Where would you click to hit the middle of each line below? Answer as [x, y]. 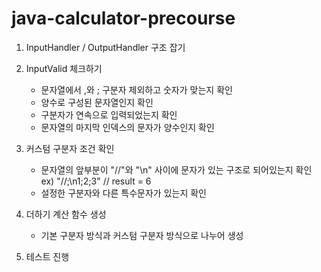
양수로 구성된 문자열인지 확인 [97, 102]
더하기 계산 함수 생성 [66, 214]
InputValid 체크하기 [64, 68]
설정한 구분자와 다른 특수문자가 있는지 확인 [124, 193]
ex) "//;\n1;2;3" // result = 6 [96, 181]
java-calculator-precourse [123, 18]
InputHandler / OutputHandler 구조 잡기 [105, 47]
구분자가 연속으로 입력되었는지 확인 [109, 114]
